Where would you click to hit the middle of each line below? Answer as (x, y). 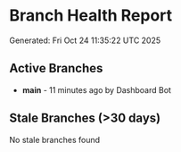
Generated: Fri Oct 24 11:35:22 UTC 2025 (85, 40)
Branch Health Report (91, 16)
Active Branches (56, 68)
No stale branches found (55, 139)
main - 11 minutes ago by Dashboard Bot (97, 89)
